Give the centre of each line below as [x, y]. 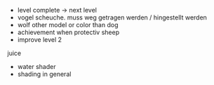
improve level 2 [39, 40]
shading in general [44, 74]
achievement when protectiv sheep [68, 32]
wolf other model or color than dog [68, 25]
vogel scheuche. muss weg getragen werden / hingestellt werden [112, 17]
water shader [36, 67]
